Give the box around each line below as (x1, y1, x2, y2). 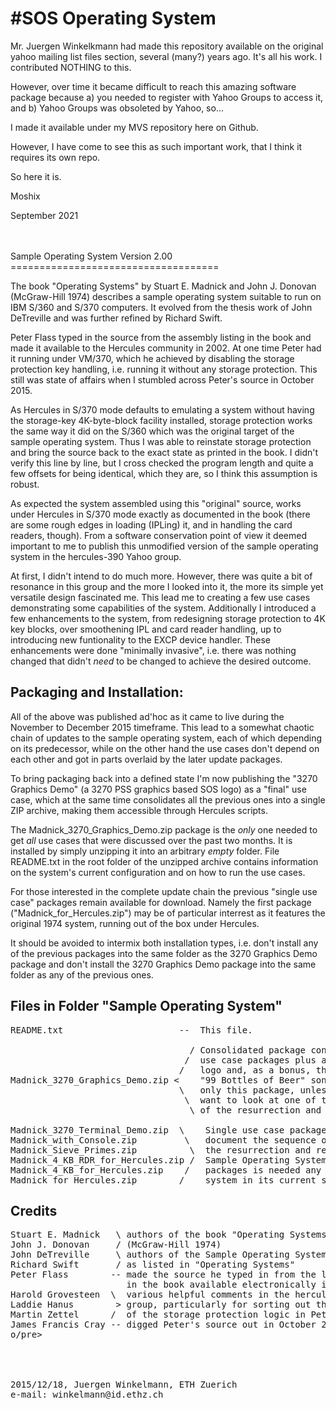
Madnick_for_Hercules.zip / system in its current (10, 1174, 317, 1186)
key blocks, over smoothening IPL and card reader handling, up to (10, 623, 282, 635)
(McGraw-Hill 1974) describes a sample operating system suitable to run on (10, 290, 322, 302)
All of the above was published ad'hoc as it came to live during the (10, 710, 285, 722)
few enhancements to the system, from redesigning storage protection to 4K (10, 612, 326, 624)
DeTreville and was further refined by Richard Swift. (10, 312, 223, 324)
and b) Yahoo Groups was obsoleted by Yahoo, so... (10, 102, 224, 114)
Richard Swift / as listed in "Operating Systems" (10, 1259, 296, 1271)
